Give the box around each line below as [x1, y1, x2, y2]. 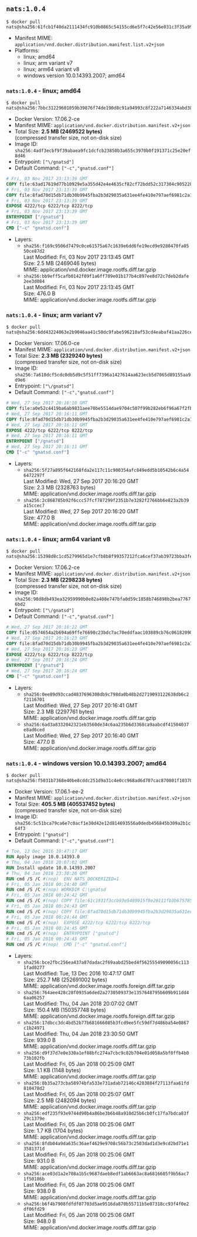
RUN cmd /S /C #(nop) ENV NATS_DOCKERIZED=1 [6, 876, 119, 882]
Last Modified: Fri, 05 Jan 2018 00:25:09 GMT [23, 1060, 135, 1067]
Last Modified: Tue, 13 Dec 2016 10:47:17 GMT [23, 970, 135, 977]
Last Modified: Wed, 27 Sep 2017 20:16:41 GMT [23, 702, 138, 709]
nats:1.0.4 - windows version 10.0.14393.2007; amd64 [6, 759, 167, 768]
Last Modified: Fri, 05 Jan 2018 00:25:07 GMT [23, 1091, 135, 1097]
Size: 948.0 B [23, 1218, 56, 1225]
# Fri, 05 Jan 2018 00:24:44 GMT [6, 914, 88, 920]
